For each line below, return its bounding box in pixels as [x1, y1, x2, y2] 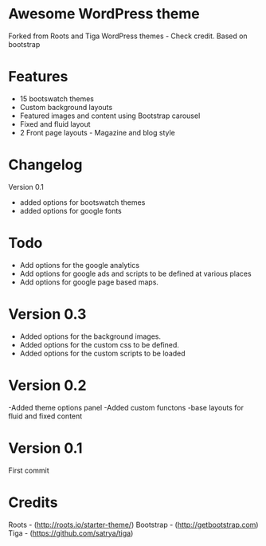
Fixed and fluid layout [19, 119, 91, 128]
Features [8, 68, 68, 86]
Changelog [8, 156, 83, 174]
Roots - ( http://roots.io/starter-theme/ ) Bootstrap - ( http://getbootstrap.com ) [8, 520, 259, 529]
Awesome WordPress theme [8, 5, 201, 23]
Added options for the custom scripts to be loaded [19, 348, 186, 358]
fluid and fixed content [8, 411, 83, 421]
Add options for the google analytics [19, 260, 140, 269]
